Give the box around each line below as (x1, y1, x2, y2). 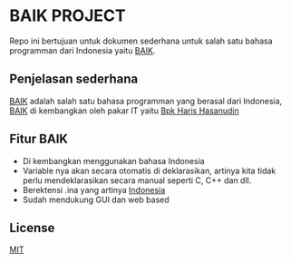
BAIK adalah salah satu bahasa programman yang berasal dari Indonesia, (9, 95, 283, 106)
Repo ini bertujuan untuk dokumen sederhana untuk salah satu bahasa (9, 35, 274, 46)
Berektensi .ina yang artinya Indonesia (22, 184, 166, 195)
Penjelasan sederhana (9, 72, 139, 87)
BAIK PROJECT (9, 5, 126, 26)
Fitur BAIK (9, 131, 68, 147)
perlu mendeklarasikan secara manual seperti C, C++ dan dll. (22, 174, 252, 186)
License (9, 219, 55, 236)
